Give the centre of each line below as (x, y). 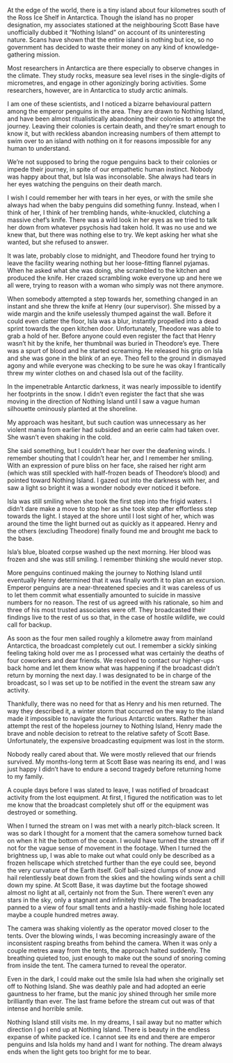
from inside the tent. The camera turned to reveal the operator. (97, 965)
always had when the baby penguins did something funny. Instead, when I (113, 205)
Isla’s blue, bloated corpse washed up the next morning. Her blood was (109, 552)
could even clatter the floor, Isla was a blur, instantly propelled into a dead (113, 321)
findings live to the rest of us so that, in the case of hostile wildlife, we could (116, 617)
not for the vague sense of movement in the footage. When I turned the (110, 848)
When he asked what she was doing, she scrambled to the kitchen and (109, 270)
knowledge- (202, 47)
